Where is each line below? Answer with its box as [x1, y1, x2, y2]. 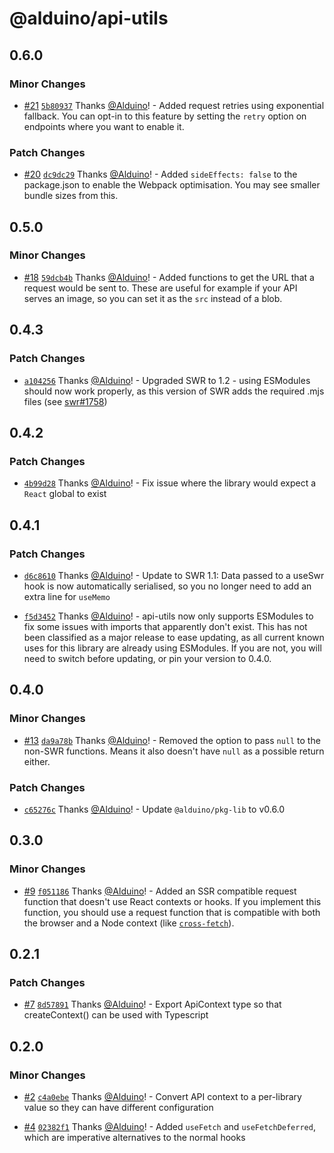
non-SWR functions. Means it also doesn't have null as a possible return [23, 745, 325, 757]
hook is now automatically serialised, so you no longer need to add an [23, 580, 312, 592]
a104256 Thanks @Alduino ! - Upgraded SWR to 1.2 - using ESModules [23, 374, 311, 386]
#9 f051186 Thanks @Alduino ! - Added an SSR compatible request [23, 885, 297, 897]
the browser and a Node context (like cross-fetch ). [23, 917, 235, 929]
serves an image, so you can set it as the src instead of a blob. [23, 292, 283, 304]
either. [23, 755, 51, 767]
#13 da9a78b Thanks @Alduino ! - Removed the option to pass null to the [23, 734, 321, 746]
